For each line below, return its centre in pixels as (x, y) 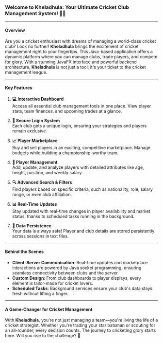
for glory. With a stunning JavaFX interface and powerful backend (71, 62)
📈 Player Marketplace (35, 141)
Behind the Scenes (24, 252)
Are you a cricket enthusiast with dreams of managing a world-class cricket (81, 41)
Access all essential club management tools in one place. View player (81, 106)
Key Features (19, 88)
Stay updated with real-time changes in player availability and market (81, 211)
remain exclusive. (30, 131)
